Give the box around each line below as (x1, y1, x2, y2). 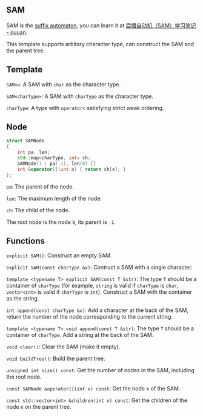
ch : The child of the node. (6, 206, 70, 213)
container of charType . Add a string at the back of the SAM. (6, 331, 154, 339)
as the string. (6, 295, 39, 302)
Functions (6, 235, 45, 246)
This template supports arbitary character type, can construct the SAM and (6, 40, 195, 47)
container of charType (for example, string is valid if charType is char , (6, 282, 179, 289)
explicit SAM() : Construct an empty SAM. (6, 252, 112, 259)
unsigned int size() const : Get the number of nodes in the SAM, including (6, 367, 195, 374)
